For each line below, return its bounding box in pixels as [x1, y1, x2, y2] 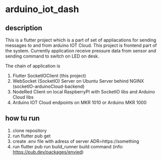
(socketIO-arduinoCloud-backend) [12, 83, 85, 89]
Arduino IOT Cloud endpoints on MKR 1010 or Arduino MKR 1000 [12, 99, 147, 105]
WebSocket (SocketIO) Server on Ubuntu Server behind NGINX [12, 78, 144, 84]
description [5, 24, 42, 32]
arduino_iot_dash [5, 4, 79, 15]
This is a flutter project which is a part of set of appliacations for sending [5, 37, 156, 43]
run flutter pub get [12, 133, 51, 139]
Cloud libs [12, 94, 34, 100]
